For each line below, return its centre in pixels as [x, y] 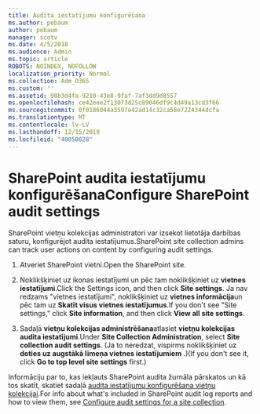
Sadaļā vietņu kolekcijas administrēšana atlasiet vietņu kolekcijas [127, 329]
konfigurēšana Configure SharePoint [129, 195]
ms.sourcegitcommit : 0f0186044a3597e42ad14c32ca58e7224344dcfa [114, 111]
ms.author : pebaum [38, 23]
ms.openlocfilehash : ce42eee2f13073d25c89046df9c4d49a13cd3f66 [114, 103]
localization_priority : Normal [59, 74]
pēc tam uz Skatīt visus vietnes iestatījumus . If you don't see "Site [128, 305]
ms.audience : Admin [40, 52]
